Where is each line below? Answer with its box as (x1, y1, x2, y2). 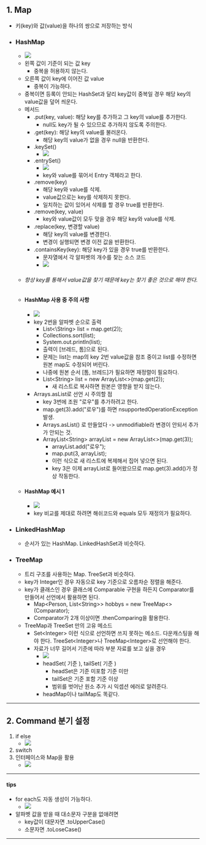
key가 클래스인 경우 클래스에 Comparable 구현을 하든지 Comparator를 (24, 586, 194, 593)
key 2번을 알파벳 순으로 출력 (33, 318, 102, 326)
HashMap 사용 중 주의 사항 (24, 296, 90, 304)
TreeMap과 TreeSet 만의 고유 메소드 (24, 622, 113, 629)
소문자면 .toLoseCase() (24, 825, 82, 833)
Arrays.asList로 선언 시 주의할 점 (33, 390, 113, 397)
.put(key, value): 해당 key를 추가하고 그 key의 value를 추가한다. (33, 113, 187, 121)
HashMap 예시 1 (24, 487, 65, 495)
